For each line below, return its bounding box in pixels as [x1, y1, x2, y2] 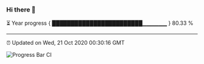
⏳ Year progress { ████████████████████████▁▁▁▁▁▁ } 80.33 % [6, 19, 194, 27]
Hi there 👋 [6, 5, 36, 14]
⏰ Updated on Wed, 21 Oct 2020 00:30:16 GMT [6, 39, 125, 46]
